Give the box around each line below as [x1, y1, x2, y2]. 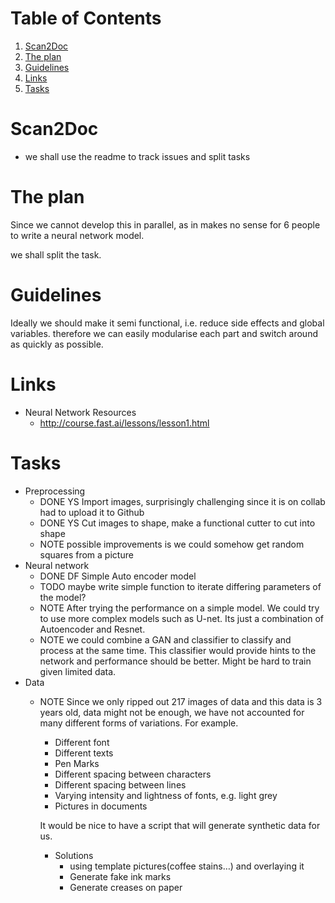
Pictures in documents [54, 800, 148, 812]
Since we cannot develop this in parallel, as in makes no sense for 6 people [10, 218, 321, 231]
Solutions [54, 849, 94, 861]
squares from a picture [39, 548, 134, 561]
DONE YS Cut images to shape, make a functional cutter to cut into [39, 517, 316, 529]
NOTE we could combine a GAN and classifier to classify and [39, 633, 292, 646]
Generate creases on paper [69, 881, 183, 893]
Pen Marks [54, 757, 100, 769]
